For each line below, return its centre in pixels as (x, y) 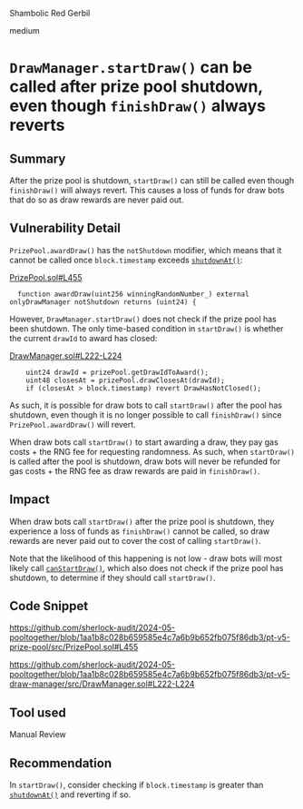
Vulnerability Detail (65, 228)
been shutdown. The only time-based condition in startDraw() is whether (147, 328)
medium (24, 30)
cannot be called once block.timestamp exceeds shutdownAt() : (126, 260)
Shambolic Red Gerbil (50, 13)
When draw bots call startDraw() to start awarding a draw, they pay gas (144, 442)
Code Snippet (49, 606)
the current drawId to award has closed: (83, 338)
